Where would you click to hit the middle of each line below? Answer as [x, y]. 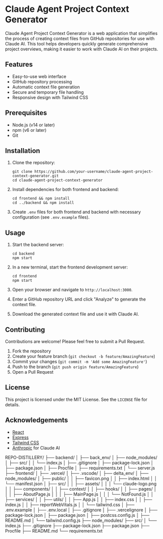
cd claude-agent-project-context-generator [57, 180]
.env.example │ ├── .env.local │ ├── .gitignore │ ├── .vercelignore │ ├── [81, 510]
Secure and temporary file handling [48, 92]
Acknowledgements [37, 420]
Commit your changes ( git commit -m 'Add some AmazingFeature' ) [80, 362]
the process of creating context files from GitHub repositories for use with [80, 38]
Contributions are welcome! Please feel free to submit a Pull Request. [75, 341]
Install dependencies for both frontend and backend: [66, 190]
